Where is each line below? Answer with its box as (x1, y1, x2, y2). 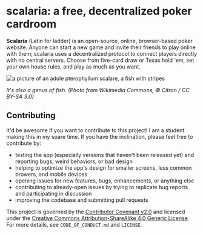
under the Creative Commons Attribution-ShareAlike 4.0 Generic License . (6, 214, 190, 222)
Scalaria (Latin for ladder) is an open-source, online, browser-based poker (6, 37, 193, 44)
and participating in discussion (15, 190, 92, 197)
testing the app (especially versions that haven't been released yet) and (15, 151, 195, 158)
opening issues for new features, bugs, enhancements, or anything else (15, 177, 195, 184)
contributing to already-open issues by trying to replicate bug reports (15, 183, 188, 190)
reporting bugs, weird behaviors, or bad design (15, 158, 133, 165)
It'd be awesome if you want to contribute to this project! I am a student (6, 126, 185, 134)
